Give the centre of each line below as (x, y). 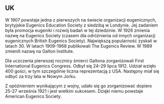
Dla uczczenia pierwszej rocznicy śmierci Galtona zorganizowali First (75, 60)
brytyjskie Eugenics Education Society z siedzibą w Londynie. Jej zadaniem (82, 25)
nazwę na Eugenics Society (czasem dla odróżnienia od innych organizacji (80, 35)
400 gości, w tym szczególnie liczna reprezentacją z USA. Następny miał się (82, 71)
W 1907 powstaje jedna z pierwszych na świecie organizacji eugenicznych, (81, 20)
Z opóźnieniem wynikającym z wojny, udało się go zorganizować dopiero (79, 86)
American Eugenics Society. (34, 96)
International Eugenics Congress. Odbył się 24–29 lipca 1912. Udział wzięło (81, 66)
